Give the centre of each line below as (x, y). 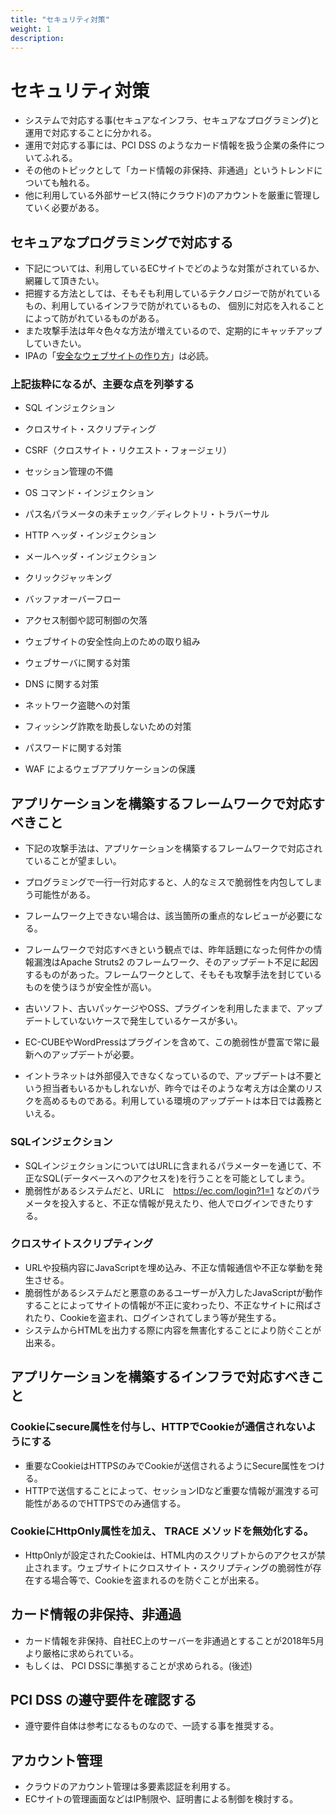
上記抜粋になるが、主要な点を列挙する (102, 384)
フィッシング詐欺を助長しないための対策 (108, 727)
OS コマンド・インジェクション (89, 493)
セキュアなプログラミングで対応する (122, 242)
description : (37, 38)
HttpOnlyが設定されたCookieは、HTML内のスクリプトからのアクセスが (170, 1555)
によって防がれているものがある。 (94, 318)
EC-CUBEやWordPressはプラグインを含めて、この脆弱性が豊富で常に (168, 1042)
